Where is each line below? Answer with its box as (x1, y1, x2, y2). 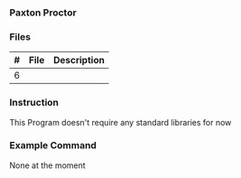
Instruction (9, 97, 60, 109)
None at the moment (9, 160, 86, 171)
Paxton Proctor (9, 6, 77, 19)
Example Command (9, 139, 97, 152)
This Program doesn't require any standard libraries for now (9, 117, 232, 127)
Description (52, 54, 106, 67)
